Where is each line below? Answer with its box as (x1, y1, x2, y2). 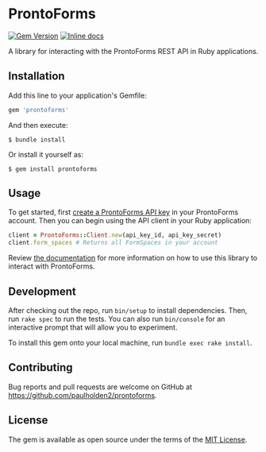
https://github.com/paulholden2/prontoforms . (8, 390, 157, 400)
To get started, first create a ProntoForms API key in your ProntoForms (8, 207, 239, 217)
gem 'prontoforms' (8, 106, 69, 114)
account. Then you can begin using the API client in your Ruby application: (8, 216, 253, 226)
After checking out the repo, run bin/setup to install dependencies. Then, (8, 306, 248, 315)
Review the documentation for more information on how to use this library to (8, 253, 258, 263)
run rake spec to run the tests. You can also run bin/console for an (8, 315, 226, 323)
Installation (8, 69, 65, 83)
